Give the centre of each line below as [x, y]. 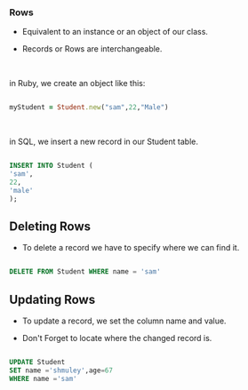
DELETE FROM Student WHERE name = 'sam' [85, 272]
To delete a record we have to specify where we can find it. [131, 248]
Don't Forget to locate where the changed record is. [117, 338]
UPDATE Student [37, 362]
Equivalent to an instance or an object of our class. [115, 32]
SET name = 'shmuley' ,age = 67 [61, 370]
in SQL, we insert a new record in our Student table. [104, 142]
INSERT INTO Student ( [51, 166]
